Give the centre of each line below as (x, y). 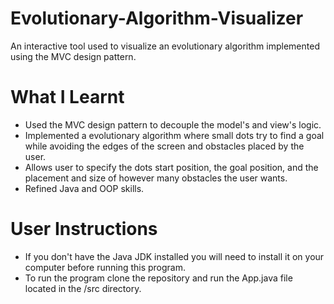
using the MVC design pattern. (73, 56)
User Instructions (84, 229)
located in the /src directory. (83, 288)
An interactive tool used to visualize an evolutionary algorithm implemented (165, 46)
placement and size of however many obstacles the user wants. (156, 178)
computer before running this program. (105, 267)
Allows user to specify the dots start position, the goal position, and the (171, 167)
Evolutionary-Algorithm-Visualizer (157, 18)
